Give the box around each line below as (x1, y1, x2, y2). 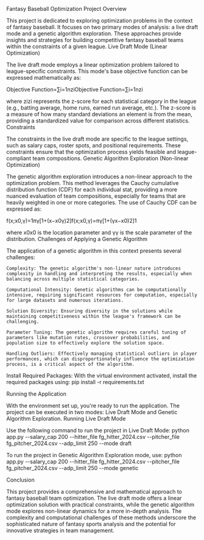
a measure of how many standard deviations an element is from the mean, (6, 111, 193, 117)
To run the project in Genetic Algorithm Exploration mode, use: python (6, 452, 182, 458)
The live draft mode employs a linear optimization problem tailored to (6, 61, 180, 68)
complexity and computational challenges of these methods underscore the (6, 514, 197, 521)
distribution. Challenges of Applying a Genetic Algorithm (6, 236, 148, 242)
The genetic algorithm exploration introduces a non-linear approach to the (6, 173, 193, 180)
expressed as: (6, 205, 41, 212)
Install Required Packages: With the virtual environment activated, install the (6, 372, 197, 379)
